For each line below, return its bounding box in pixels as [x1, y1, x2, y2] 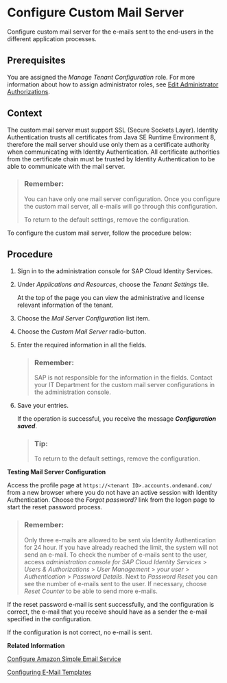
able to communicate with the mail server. [7, 162, 126, 170]
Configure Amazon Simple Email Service [7, 654, 121, 663]
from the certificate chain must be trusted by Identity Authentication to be [7, 154, 215, 163]
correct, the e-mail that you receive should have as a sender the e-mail [7, 607, 208, 616]
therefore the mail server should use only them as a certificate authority [7, 140, 211, 148]
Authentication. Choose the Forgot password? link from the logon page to [7, 496, 215, 504]
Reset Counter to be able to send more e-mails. [23, 587, 158, 595]
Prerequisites [7, 55, 66, 67]
